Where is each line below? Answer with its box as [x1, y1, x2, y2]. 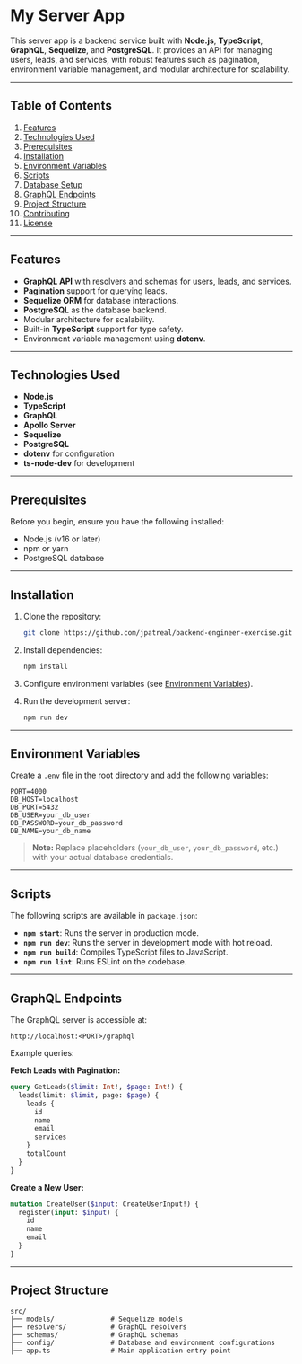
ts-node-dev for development [22, 458, 135, 469]
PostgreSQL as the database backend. [22, 304, 167, 315]
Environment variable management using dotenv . [22, 333, 206, 344]
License [22, 217, 53, 228]
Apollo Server [22, 419, 76, 431]
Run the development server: [22, 695, 131, 706]
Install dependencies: [22, 644, 103, 656]
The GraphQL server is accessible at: [10, 1015, 147, 1025]
